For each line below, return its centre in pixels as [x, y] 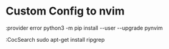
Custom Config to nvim [65, 11]
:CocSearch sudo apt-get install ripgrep [55, 39]
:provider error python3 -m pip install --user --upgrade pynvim [84, 28]
